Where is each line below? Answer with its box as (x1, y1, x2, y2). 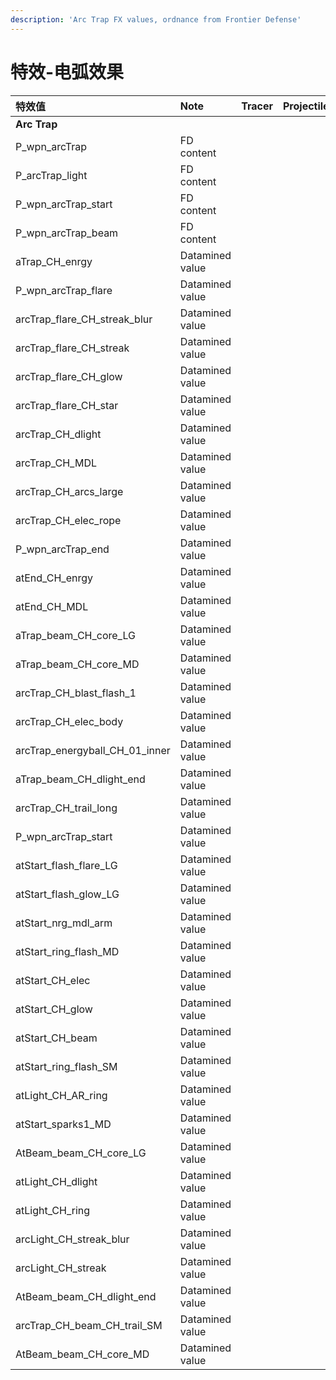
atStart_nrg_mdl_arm (15, 916, 113, 930)
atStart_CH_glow (15, 1002, 93, 1016)
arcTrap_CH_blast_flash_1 (15, 686, 137, 700)
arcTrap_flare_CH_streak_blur (15, 312, 153, 326)
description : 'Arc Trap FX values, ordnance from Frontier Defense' (10, 14, 302, 25)
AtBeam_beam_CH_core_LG (15, 1146, 147, 1160)
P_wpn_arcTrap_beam (15, 226, 119, 240)
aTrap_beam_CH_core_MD (15, 657, 140, 671)
